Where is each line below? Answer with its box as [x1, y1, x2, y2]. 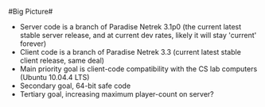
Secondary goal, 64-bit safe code [19, 81, 131, 90]
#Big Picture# [8, 7, 53, 16]
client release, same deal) [19, 55, 105, 65]
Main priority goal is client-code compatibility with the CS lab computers [19, 64, 258, 74]
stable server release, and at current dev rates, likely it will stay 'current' [19, 31, 257, 40]
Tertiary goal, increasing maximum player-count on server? [19, 90, 215, 98]
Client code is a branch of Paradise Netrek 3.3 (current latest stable [19, 48, 241, 56]
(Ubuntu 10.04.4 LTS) [19, 73, 90, 82]
